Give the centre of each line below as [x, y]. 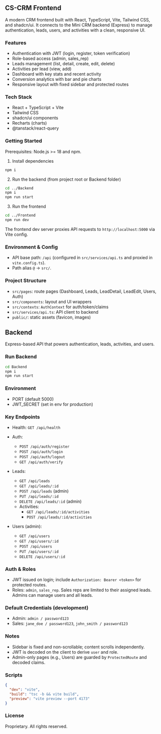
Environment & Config [32, 247]
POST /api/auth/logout [42, 457]
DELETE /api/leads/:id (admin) [50, 501]
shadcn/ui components [35, 118]
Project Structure [26, 281]
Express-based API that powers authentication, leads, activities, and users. [80, 344]
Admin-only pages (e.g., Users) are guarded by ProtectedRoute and [79, 657]
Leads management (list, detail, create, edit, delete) [64, 64]
